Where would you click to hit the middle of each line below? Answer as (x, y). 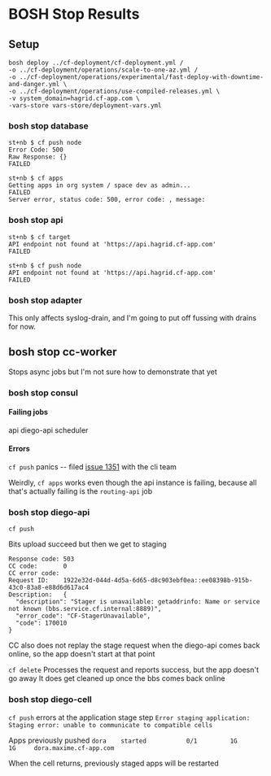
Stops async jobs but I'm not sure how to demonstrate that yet (113, 372)
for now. (22, 326)
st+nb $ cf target (39, 237)
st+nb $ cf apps (36, 179)
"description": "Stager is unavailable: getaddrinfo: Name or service (138, 602)
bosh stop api (36, 220)
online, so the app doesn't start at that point (82, 654)
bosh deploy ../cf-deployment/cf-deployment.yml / (96, 63)
